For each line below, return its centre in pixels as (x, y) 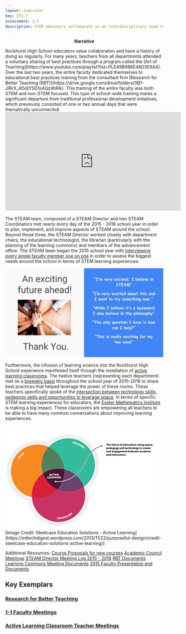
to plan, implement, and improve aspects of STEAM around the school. (78, 229)
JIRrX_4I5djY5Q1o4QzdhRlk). (35, 88)
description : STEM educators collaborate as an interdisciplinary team (81, 27)
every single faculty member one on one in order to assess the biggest (78, 256)
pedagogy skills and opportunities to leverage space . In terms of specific (81, 397)
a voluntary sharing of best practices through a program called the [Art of (81, 62)
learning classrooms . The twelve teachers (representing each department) (82, 376)
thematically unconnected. (33, 110)
